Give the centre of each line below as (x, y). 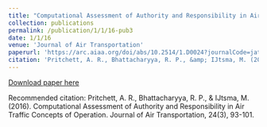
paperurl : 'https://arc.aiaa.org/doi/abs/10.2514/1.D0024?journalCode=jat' (136, 52)
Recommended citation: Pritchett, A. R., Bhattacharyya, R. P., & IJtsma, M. (129, 98)
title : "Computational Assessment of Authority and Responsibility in (128, 15)
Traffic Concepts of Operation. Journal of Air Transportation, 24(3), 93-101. (131, 114)
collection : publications (51, 23)
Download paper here (44, 82)
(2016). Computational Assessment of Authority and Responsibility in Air (126, 106)
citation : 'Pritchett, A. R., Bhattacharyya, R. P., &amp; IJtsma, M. (128, 60)
